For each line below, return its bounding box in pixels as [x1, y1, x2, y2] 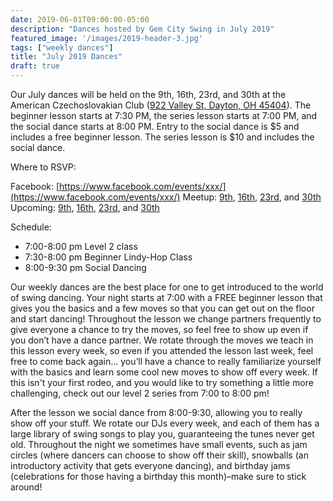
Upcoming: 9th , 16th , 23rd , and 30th [10, 202, 160, 213]
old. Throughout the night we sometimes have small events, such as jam [10, 439, 308, 450]
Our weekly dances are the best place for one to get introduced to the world [10, 281, 324, 293]
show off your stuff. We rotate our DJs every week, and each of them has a [10, 417, 320, 429]
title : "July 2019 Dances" [10, 52, 123, 62]
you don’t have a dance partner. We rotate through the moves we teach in [10, 334, 314, 346]
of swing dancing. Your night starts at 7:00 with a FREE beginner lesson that [10, 292, 323, 303]
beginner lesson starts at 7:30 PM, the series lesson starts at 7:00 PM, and [10, 110, 318, 121]
